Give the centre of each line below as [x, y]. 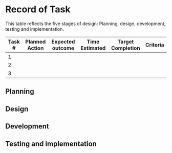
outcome [63, 48]
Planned [36, 41]
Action [36, 48]
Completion [125, 48]
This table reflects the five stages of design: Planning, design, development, [85, 24]
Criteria [155, 45]
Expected [63, 41]
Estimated [93, 48]
